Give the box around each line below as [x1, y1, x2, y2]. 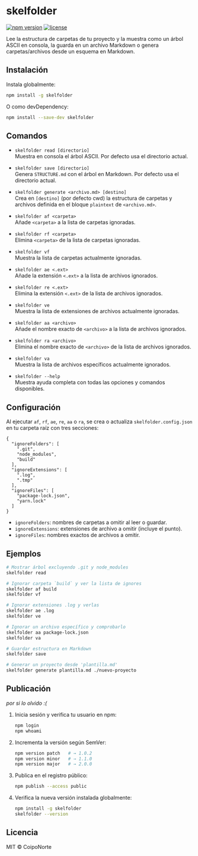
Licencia [6, 828, 39, 838]
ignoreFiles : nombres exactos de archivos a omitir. [14, 532, 140, 539]
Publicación [6, 683, 52, 694]
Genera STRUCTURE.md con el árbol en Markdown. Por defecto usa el [14, 171, 179, 178]
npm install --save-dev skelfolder [6, 114, 94, 120]
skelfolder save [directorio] [14, 165, 90, 171]
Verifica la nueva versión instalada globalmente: [14, 794, 132, 801]
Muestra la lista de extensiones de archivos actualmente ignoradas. [14, 308, 180, 315]
